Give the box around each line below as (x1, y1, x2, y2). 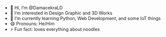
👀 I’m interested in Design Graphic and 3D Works (10, 10, 113, 16)
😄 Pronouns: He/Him (10, 20, 55, 26)
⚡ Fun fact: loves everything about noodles (10, 26, 100, 32)
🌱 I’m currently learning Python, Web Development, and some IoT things (10, 15, 161, 21)
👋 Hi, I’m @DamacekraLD (10, 5, 63, 10)
